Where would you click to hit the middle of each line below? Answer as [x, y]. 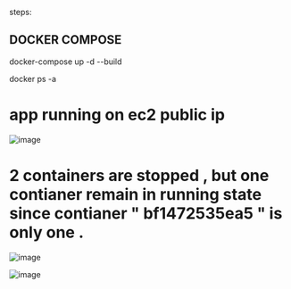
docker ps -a [33, 78]
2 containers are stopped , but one [139, 175]
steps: [21, 12]
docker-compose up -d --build [66, 62]
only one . [47, 232]
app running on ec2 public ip [117, 115]
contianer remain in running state [135, 194]
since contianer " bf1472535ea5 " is [146, 213]
